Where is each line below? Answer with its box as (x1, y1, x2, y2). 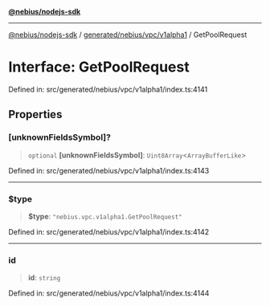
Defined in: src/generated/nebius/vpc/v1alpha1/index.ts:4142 (8, 226, 210, 236)
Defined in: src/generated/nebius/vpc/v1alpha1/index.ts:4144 (8, 288, 210, 298)
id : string (27, 273, 61, 283)
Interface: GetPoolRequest (8, 58, 190, 76)
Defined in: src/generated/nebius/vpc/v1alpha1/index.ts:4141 (8, 84, 208, 94)
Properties (8, 108, 63, 121)
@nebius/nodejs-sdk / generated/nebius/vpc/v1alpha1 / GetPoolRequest (8, 30, 247, 39)
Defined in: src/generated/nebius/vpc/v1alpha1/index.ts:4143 (8, 165, 210, 175)
